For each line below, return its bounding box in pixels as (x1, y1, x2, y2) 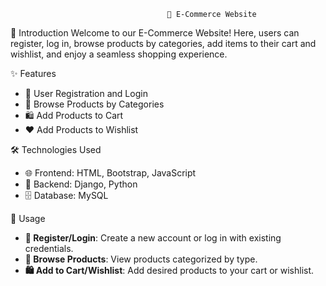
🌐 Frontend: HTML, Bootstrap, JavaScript (24, 167, 197, 179)
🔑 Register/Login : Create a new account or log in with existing (24, 232, 282, 244)
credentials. (24, 243, 74, 254)
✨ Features (10, 68, 57, 79)
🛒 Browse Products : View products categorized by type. (24, 253, 258, 265)
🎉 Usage (10, 213, 46, 224)
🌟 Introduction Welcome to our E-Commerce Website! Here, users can (10, 27, 300, 39)
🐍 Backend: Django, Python (24, 178, 138, 190)
